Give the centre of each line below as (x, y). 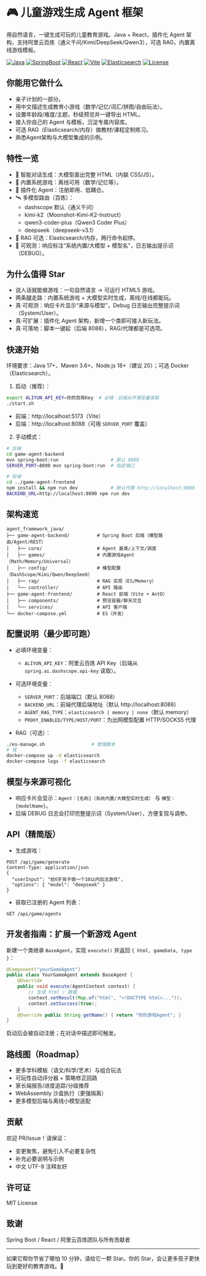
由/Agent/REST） (26, 542)
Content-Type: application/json (48, 867)
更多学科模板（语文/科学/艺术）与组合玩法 (68, 1070)
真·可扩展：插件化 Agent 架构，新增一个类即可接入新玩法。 (90, 321)
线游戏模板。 (22, 50)
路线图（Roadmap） (45, 1054)
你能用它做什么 (35, 83)
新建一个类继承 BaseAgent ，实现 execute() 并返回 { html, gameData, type (99, 950)
